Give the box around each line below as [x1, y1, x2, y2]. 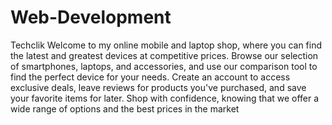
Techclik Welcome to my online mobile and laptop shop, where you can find [10, 39, 323, 51]
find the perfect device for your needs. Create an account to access [10, 71, 291, 83]
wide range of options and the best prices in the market [10, 102, 240, 115]
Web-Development [10, 6, 172, 29]
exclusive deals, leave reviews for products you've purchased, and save [10, 81, 307, 93]
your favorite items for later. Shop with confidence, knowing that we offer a [10, 92, 320, 104]
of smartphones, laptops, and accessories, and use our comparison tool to [10, 60, 318, 72]
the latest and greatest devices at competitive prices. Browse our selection [10, 49, 319, 61]
